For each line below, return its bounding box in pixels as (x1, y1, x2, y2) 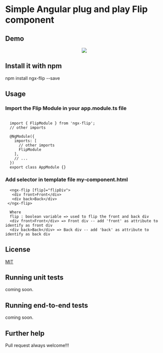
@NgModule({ (10, 134, 35, 139)
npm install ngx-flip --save (5, 75, 60, 81)
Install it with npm (5, 62, 62, 70)
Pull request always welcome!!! (5, 342, 69, 348)
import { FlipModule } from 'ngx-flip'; (10, 121, 95, 126)
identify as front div (5, 223, 53, 228)
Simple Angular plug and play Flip (5, 4, 148, 15)
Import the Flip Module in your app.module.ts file (5, 105, 127, 112)
